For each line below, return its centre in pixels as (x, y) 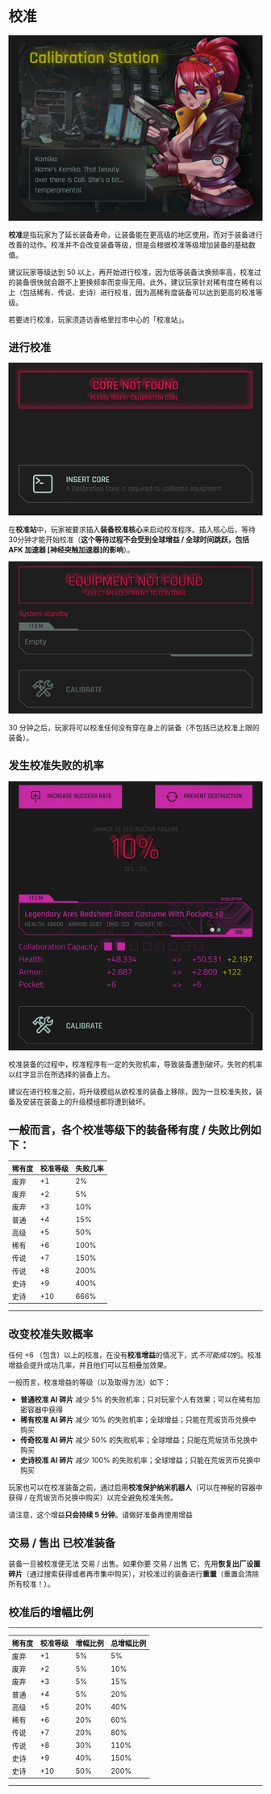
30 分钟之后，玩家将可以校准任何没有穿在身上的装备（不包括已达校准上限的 (134, 727)
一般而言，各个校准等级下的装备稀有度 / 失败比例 (130, 1130)
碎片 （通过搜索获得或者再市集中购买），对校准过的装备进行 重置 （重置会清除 (134, 1574)
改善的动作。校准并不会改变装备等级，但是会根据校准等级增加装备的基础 (128, 244)
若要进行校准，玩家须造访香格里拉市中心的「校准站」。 (98, 319)
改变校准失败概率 (51, 1334)
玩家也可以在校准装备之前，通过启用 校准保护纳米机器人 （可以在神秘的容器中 (135, 1487)
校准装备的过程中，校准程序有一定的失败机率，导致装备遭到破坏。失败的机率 (135, 1064)
